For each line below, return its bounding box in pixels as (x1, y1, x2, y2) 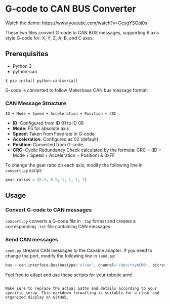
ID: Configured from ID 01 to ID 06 (12, 120, 84, 126)
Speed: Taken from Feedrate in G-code (12, 131, 95, 137)
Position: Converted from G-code (12, 142, 83, 148)
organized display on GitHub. (5, 294, 69, 300)
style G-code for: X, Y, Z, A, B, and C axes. (5, 35, 94, 41)
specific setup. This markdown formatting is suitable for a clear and (5, 290, 159, 295)
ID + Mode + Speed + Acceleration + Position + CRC (5, 111, 116, 116)
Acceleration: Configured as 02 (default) (12, 136, 99, 142)
